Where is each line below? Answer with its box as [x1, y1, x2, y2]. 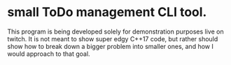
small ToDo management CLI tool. [7, 4, 207, 20]
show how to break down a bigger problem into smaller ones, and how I [7, 42, 213, 50]
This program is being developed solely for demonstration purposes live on [7, 27, 224, 36]
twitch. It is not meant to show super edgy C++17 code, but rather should [7, 34, 218, 43]
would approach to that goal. [7, 50, 90, 58]
